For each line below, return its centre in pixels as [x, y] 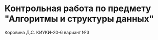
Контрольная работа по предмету [78, 9]
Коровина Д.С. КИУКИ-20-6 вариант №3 [47, 32]
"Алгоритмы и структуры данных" [79, 19]
